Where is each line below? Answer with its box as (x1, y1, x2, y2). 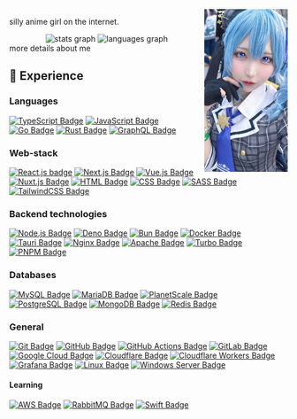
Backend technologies (9, 207, 108, 220)
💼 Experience (9, 68, 84, 83)
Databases (9, 269, 57, 282)
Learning (9, 380, 43, 391)
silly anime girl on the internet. (9, 17, 119, 27)
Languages (9, 95, 59, 107)
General (9, 321, 44, 333)
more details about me (9, 43, 91, 53)
